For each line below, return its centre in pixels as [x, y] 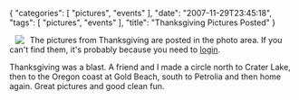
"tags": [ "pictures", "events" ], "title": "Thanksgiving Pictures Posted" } [143, 23]
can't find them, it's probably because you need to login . [115, 50]
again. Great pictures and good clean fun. [87, 86]
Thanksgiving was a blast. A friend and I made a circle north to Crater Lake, [150, 67]
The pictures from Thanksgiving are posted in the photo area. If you [156, 40]
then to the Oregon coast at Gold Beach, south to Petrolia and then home [145, 77]
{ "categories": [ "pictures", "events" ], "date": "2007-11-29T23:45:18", [140, 13]
